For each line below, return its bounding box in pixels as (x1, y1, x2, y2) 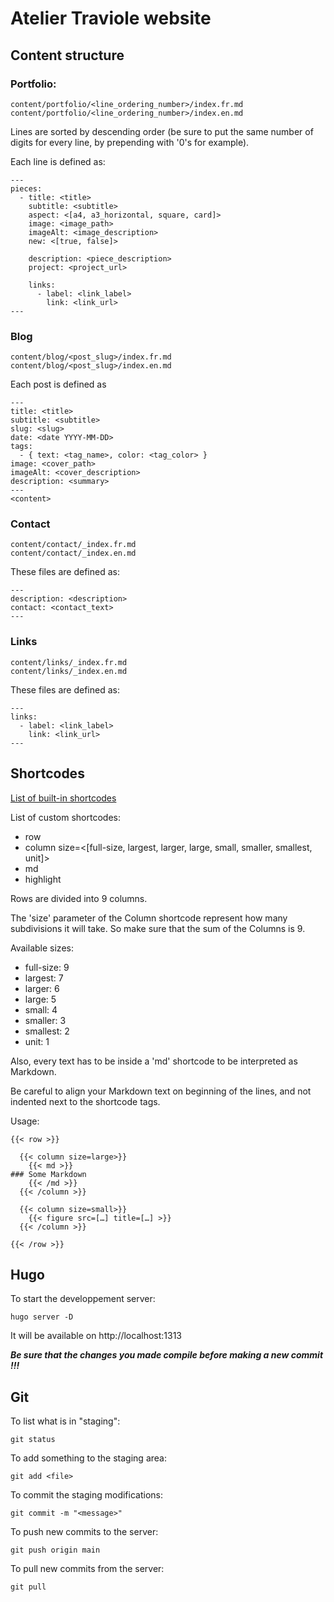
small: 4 (24, 1003, 58, 1016)
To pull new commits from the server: (10, 1563, 165, 1575)
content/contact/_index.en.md (10, 548, 137, 559)
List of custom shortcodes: (10, 811, 121, 823)
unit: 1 (24, 1035, 50, 1047)
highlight (24, 873, 62, 885)
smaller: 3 (24, 1014, 67, 1026)
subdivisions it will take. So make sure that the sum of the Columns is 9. (10, 922, 306, 934)
